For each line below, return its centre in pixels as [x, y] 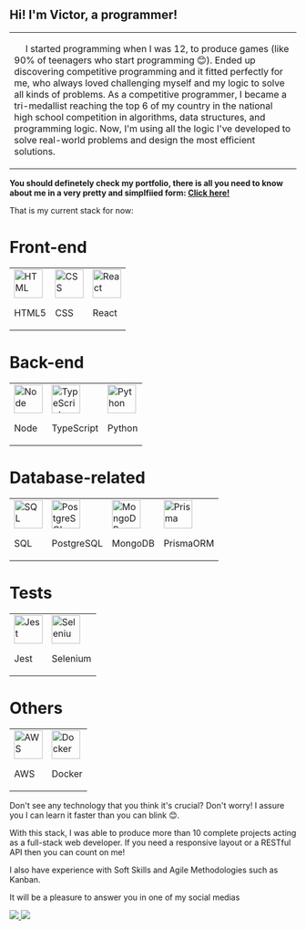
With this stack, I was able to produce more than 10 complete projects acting [153, 832]
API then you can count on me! [67, 852]
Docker [67, 773]
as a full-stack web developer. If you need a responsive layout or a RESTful [150, 842]
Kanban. [25, 879]
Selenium [71, 658]
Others [36, 708]
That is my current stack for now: [71, 210]
